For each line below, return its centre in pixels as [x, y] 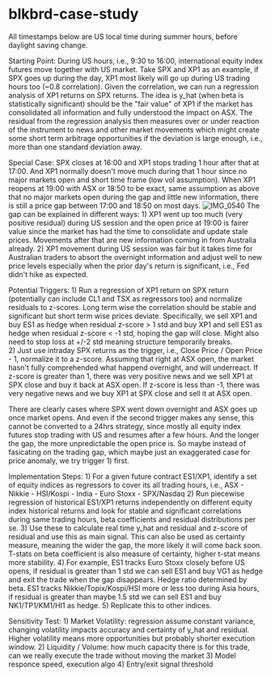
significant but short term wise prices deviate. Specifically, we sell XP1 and [133, 316]
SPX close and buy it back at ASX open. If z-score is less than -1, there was [134, 385]
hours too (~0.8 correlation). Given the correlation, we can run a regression [133, 87]
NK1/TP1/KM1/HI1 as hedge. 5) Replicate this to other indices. [110, 605]
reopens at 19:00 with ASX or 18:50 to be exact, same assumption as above [134, 188]
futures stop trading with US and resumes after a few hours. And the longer [134, 435]
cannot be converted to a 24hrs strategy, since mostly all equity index [125, 426]
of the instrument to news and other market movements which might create [134, 130]
